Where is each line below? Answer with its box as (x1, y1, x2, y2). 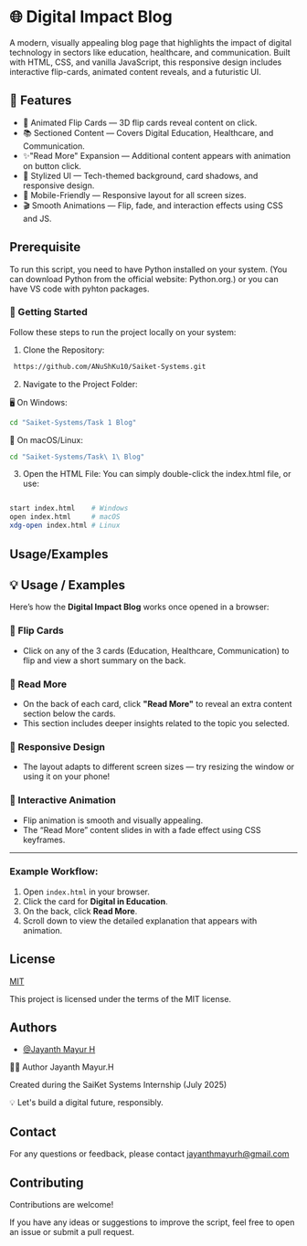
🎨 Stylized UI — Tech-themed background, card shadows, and (22, 170, 259, 181)
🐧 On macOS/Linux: (9, 434, 84, 445)
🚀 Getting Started (9, 306, 89, 319)
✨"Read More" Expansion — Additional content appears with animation (22, 150, 291, 161)
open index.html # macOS (9, 512, 121, 522)
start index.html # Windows (9, 504, 129, 513)
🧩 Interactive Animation (9, 794, 116, 807)
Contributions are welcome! (9, 1199, 114, 1210)
